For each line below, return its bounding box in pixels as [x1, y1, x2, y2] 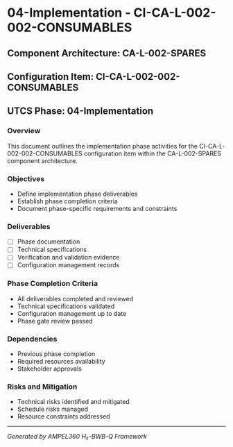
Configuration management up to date [17, 309, 127, 317]
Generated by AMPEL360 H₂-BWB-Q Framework [7, 432, 147, 441]
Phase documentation [17, 237, 80, 246]
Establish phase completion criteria [17, 196, 118, 205]
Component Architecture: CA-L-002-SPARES [7, 47, 207, 59]
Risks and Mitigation [7, 382, 78, 391]
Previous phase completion [17, 350, 96, 358]
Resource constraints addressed [17, 412, 110, 421]
